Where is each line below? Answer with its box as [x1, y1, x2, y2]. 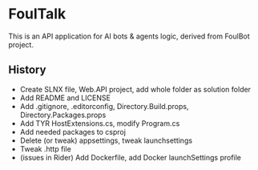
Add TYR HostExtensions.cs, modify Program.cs [19, 118, 180, 128]
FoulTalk [8, 5, 67, 23]
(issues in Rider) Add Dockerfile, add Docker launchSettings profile [19, 152, 242, 162]
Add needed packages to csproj [19, 127, 127, 136]
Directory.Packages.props [19, 110, 107, 119]
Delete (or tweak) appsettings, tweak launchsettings [19, 136, 193, 145]
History [8, 63, 46, 77]
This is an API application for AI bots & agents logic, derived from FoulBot [8, 31, 250, 41]
